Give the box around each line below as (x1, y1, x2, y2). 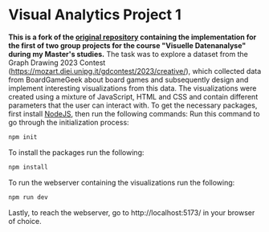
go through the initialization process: (8, 117, 130, 127)
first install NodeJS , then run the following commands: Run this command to (8, 108, 260, 118)
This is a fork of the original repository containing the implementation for (8, 32, 257, 42)
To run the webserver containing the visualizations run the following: (8, 177, 235, 187)
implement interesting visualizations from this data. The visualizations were (8, 83, 257, 93)
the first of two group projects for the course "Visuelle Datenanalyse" (8, 40, 247, 50)
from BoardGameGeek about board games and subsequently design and (8, 75, 249, 84)
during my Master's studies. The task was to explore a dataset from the (8, 49, 249, 59)
